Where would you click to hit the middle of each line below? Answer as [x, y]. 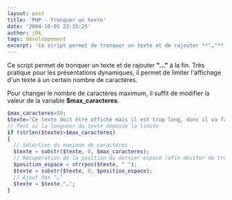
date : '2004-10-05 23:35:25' [49, 26]
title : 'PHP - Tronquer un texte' [57, 20]
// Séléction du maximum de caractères [71, 146]
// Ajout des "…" [38, 177]
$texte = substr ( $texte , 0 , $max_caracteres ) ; [81, 152]
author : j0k [24, 33]
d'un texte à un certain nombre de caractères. [72, 80]
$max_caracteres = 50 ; [37, 113]
